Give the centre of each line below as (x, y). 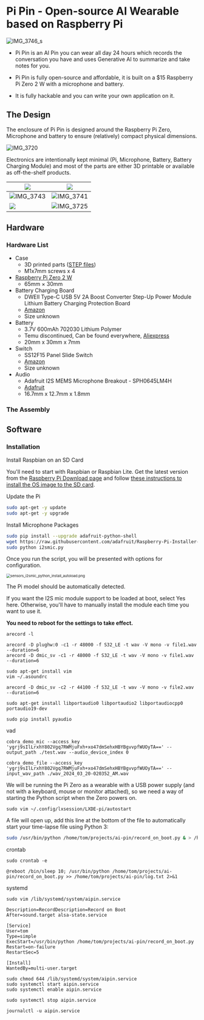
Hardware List (27, 245)
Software (24, 429)
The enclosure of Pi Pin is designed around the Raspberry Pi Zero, (89, 130)
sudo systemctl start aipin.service (53, 984)
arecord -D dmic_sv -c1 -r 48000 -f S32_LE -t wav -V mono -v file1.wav (100, 656)
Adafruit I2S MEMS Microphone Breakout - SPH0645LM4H (98, 381)
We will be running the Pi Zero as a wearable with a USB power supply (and (100, 785)
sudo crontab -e (27, 861)
